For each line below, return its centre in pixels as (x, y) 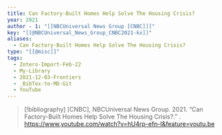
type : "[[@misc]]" (33, 52)
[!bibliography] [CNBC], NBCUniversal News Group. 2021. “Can (113, 110)
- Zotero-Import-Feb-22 (47, 64)
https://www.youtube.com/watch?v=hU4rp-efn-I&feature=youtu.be (119, 124)
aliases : (20, 39)
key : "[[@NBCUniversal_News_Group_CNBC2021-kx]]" (80, 33)
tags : (15, 58)
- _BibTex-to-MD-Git (43, 84)
